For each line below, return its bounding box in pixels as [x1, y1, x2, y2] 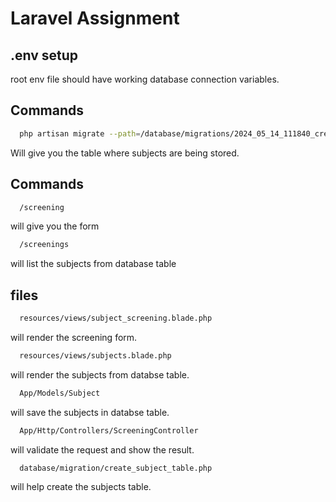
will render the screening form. [10, 331, 138, 343]
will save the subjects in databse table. [10, 406, 170, 418]
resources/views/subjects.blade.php [19, 350, 172, 361]
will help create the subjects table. [10, 481, 152, 493]
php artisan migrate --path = [19, 128, 141, 139]
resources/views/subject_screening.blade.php [19, 313, 213, 324]
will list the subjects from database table [10, 258, 177, 270]
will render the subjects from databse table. [10, 368, 190, 381]
